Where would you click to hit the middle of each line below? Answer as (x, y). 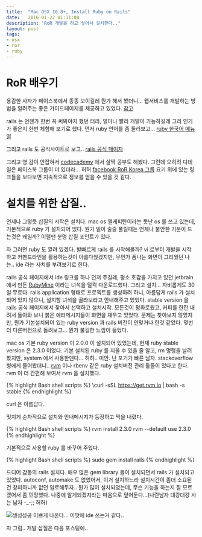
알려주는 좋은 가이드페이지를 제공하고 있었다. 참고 (75, 108)
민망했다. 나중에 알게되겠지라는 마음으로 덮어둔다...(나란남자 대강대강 (109, 495)
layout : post (23, 29)
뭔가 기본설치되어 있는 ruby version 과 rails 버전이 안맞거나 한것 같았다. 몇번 (104, 322)
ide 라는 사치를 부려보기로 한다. (52, 264)
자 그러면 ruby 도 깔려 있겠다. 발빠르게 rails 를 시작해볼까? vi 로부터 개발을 (93, 249)
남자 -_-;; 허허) (30, 502)
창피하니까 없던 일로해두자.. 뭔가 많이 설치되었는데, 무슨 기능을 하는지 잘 (97, 487)
